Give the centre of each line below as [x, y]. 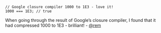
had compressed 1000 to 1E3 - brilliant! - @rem [53, 25]
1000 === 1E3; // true [28, 11]
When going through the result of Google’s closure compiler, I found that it [80, 20]
